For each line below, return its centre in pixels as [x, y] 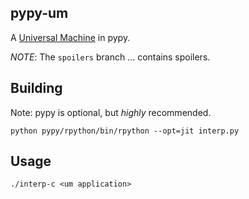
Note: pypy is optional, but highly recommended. [111, 112]
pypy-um [39, 13]
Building [36, 88]
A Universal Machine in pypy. [70, 37]
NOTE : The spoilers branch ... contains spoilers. [110, 57]
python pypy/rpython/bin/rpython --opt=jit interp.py [125, 131]
